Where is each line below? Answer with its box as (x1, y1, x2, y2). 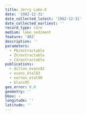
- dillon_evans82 (9, 67, 45, 71)
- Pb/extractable (9, 48, 45, 53)
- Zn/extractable (9, 52, 45, 58)
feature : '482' (5, 35, 36, 40)
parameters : (5, 44, 29, 48)
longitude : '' (5, 98, 34, 103)
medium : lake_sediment (5, 30, 51, 35)
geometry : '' (5, 89, 32, 94)
